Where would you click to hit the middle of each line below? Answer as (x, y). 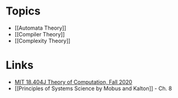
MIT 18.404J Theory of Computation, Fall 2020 (73, 82)
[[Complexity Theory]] (42, 41)
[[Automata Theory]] (40, 28)
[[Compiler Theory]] (39, 34)
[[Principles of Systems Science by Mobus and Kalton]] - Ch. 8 (93, 88)
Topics (23, 11)
